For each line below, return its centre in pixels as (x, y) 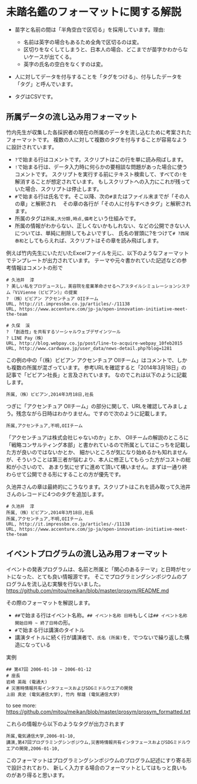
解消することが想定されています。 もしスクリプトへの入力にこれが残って (102, 181)
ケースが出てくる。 (52, 57)
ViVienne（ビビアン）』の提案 (46, 292)
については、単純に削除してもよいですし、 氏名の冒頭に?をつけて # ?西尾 (102, 233)
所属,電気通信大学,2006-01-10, (41, 736)
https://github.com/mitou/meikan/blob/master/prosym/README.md (88, 590)
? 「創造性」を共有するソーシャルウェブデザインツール (64, 332)
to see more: (21, 705)
